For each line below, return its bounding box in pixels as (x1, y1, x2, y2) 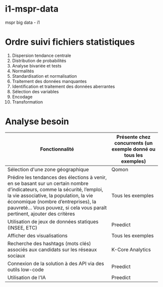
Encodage (12, 94, 33, 100)
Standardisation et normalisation (12, 73, 77, 79)
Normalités (12, 68, 34, 74)
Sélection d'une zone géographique (7, 166, 89, 173)
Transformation (12, 99, 43, 105)
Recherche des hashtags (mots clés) (7, 240, 91, 247)
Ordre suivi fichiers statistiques (5, 36, 135, 48)
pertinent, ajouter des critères (7, 210, 75, 217)
